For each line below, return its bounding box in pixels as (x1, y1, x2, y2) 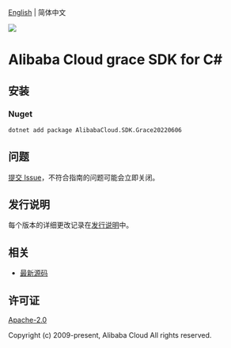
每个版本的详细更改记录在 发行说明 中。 (8, 221, 133, 230)
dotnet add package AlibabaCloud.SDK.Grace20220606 (8, 126, 182, 134)
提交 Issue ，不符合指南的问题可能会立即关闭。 (8, 172, 160, 182)
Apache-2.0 (8, 316, 47, 324)
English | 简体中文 (8, 8, 66, 17)
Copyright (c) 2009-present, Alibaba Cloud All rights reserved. (8, 331, 212, 339)
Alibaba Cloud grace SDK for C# (8, 51, 223, 69)
